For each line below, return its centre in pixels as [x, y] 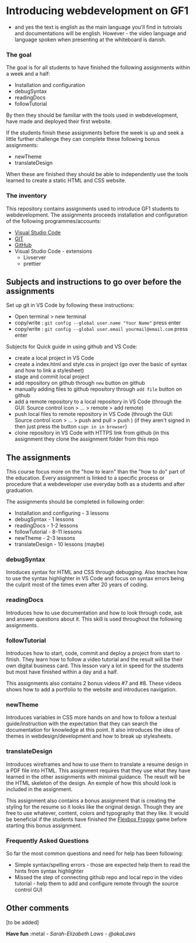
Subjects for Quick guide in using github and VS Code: [72, 347]
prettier [32, 263]
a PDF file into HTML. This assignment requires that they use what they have [98, 770]
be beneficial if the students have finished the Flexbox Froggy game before [97, 819]
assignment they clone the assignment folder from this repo [87, 439]
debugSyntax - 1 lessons [44, 519]
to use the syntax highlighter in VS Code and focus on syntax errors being [95, 579]
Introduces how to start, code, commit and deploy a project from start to [93, 653]
